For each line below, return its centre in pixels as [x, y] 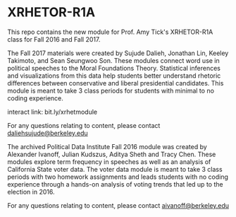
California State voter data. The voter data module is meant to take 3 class [115, 169]
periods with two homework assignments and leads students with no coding [118, 177]
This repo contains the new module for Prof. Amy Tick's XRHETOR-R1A [110, 32]
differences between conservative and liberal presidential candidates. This [116, 83]
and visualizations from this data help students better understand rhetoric [114, 76]
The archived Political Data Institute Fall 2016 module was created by [107, 146]
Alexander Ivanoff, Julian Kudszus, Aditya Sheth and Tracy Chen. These [112, 154]
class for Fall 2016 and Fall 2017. [54, 39]
